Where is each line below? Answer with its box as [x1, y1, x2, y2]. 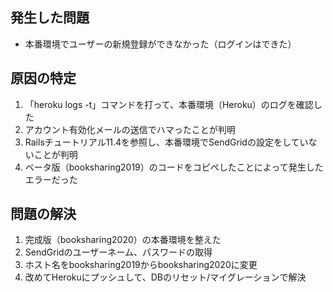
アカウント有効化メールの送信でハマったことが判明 [24, 123, 236, 135]
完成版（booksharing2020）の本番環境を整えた [24, 234, 222, 246]
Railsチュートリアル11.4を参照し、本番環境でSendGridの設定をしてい [24, 136, 309, 148]
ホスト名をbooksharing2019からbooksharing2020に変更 [24, 259, 258, 271]
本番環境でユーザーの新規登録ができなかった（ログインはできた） [24, 38, 297, 50]
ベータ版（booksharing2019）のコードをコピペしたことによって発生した [24, 161, 324, 173]
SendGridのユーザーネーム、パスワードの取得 [24, 246, 213, 258]
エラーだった [24, 173, 78, 185]
